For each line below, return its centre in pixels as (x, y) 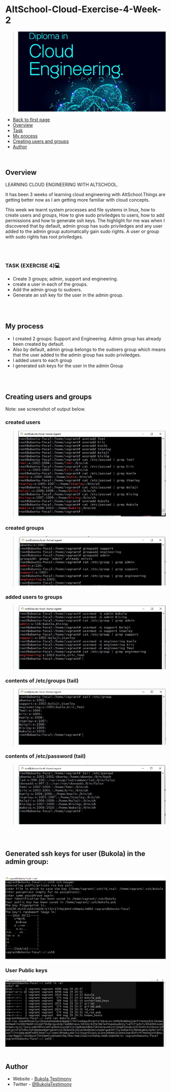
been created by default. (38, 344)
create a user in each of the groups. (50, 284)
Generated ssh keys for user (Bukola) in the (75, 854)
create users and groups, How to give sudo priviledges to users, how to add (85, 215)
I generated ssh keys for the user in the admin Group (68, 366)
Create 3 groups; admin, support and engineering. (65, 279)
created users (23, 422)
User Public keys (26, 970)
